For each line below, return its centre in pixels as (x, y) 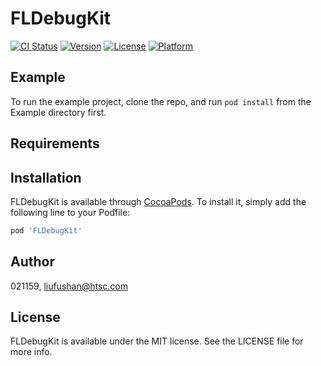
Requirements (55, 143)
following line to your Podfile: (70, 212)
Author (32, 262)
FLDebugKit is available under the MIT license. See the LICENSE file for (157, 341)
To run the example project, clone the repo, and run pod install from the (161, 101)
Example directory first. (58, 112)
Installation (46, 177)
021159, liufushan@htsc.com (69, 286)
